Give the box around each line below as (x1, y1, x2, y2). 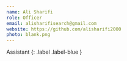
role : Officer (6, 15, 43, 21)
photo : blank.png (6, 32, 51, 38)
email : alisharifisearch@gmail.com (6, 20, 97, 26)
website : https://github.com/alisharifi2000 (6, 26, 122, 32)
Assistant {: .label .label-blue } (6, 48, 82, 56)
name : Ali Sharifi (6, 9, 53, 15)
